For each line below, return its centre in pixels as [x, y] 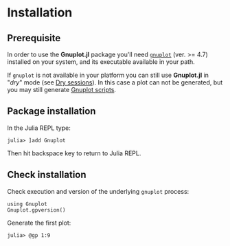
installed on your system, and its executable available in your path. [101, 62]
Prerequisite [34, 38]
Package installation [51, 111]
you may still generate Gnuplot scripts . [62, 90]
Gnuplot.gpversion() [37, 210]
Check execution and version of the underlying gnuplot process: [98, 191]
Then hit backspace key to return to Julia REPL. [74, 153]
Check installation [47, 175]
